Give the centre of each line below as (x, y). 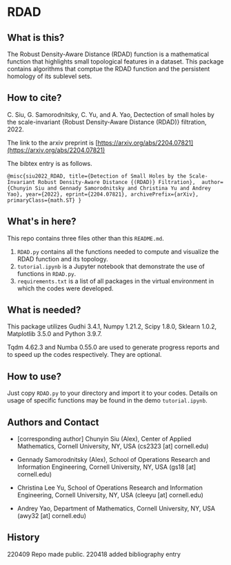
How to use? (34, 377)
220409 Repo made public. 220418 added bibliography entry (94, 554)
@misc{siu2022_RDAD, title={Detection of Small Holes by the (97, 176)
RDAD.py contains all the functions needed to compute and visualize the (118, 251)
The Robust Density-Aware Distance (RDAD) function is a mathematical (108, 54)
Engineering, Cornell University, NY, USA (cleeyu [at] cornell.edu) (110, 495)
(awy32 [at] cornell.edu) (52, 516)
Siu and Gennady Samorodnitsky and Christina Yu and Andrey (123, 188)
